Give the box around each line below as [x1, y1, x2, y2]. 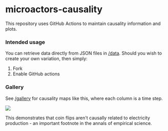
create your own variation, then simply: [5, 56, 88, 62]
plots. [5, 25, 17, 32]
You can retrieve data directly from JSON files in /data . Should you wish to [5, 50, 162, 57]
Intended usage [5, 38, 45, 45]
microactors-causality [5, 4, 103, 15]
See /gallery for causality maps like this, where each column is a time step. [5, 95, 163, 101]
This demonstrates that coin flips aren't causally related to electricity [5, 115, 150, 121]
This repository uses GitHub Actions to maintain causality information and [5, 20, 161, 27]
